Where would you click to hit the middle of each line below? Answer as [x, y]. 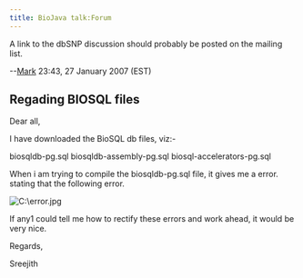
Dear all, [25, 121]
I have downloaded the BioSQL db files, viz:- [93, 139]
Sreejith [24, 263]
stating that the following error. [67, 184]
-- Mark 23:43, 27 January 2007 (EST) [81, 71]
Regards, [26, 246]
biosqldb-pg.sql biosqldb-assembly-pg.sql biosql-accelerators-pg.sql [140, 156]
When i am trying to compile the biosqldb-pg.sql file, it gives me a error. [144, 174]
